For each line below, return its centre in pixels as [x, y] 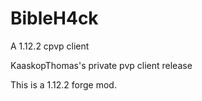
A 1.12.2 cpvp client [50, 46]
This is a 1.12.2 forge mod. [63, 84]
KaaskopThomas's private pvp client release [101, 65]
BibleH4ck [54, 18]
